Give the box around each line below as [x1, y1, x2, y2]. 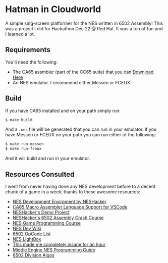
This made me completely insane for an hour [12, 241, 106, 247]
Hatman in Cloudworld [5, 4, 101, 15]
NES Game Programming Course [12, 220, 81, 226]
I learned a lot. [5, 31, 35, 37]
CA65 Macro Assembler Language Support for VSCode [12, 204, 128, 210]
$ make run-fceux [5, 146, 42, 151]
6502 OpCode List [12, 231, 51, 237]
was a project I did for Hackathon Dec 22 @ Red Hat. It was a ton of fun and [5, 25, 163, 31]
